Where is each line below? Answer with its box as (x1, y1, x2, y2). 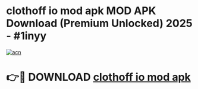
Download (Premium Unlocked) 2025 (6, 17, 193, 30)
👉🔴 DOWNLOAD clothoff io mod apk (6, 71, 191, 84)
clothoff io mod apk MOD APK (6, 4, 156, 18)
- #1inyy (6, 29, 47, 42)
